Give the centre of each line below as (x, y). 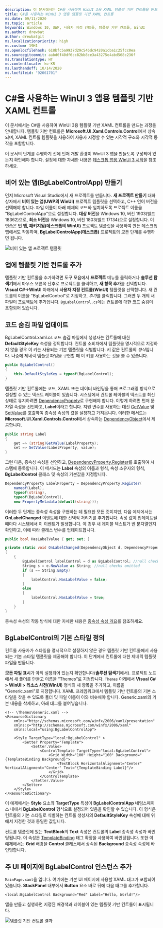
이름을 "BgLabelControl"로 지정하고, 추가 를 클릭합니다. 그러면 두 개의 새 (86, 296)
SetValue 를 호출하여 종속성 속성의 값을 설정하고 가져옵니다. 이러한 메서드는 (76, 413)
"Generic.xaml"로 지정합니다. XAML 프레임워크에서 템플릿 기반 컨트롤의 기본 (78, 691)
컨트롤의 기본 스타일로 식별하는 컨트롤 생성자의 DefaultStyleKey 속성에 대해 (78, 815)
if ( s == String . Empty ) (46, 570)
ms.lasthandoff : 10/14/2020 (33, 69)
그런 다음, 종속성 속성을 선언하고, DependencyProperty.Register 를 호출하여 (77, 462)
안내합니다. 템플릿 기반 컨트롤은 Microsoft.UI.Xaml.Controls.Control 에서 (76, 131)
